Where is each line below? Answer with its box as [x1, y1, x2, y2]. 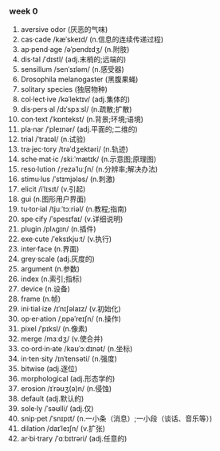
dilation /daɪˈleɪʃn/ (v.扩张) [20, 424, 106, 433]
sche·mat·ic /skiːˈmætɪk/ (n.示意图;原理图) [20, 154, 157, 164]
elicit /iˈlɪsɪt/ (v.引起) [20, 184, 86, 194]
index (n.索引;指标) [20, 274, 83, 284]
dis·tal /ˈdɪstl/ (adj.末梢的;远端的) [20, 54, 127, 65]
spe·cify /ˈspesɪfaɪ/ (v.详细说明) [20, 214, 124, 224]
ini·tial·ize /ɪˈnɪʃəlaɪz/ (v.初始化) [20, 304, 122, 314]
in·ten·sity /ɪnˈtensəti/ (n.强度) [20, 354, 118, 364]
